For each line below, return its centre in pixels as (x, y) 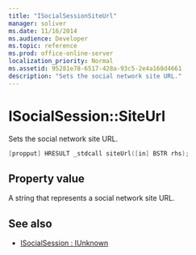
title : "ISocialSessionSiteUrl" (63, 16)
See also (30, 223)
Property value (46, 178)
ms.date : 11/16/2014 (43, 31)
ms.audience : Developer (48, 38)
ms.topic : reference (43, 46)
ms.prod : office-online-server (61, 53)
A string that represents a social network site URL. (92, 198)
